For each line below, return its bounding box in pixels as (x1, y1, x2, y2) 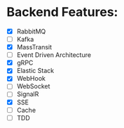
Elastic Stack (16, 67, 54, 75)
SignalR (16, 90, 39, 98)
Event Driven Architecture (16, 51, 92, 59)
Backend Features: (6, 4, 118, 20)
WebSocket (16, 82, 50, 90)
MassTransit (16, 43, 53, 51)
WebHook (16, 74, 46, 83)
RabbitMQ (16, 27, 46, 35)
